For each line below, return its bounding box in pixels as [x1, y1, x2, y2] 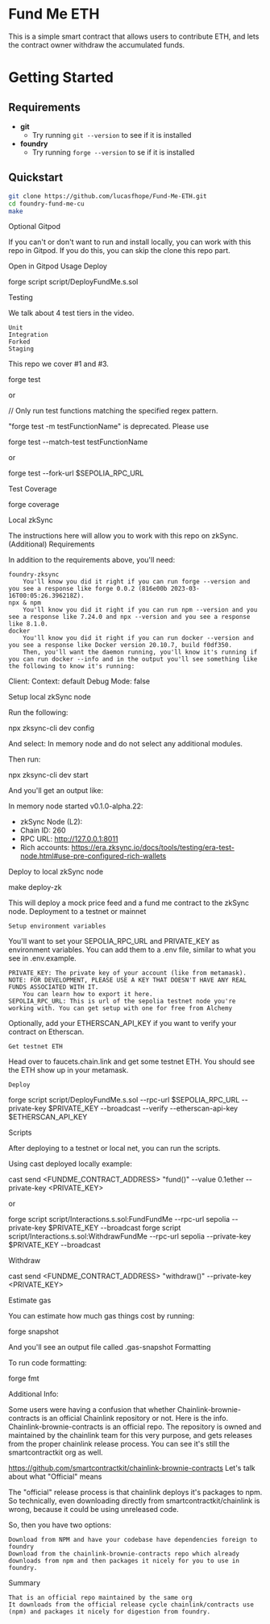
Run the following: [8, 708, 69, 717]
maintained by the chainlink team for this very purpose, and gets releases [8, 1431, 252, 1440]
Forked [8, 338, 31, 347]
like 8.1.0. [8, 620, 48, 629]
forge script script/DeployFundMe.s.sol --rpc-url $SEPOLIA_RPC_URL [8, 1095, 240, 1105]
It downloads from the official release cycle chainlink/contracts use [8, 1601, 254, 1609]
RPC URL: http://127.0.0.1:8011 [19, 834, 118, 844]
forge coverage [8, 500, 60, 509]
